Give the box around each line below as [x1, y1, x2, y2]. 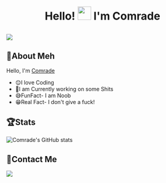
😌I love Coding [15, 79, 54, 86]
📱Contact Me [6, 154, 57, 165]
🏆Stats [6, 117, 36, 127]
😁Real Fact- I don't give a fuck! [15, 99, 95, 106]
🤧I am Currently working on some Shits [15, 86, 114, 93]
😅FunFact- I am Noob [15, 92, 71, 99]
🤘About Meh [6, 51, 55, 61]
